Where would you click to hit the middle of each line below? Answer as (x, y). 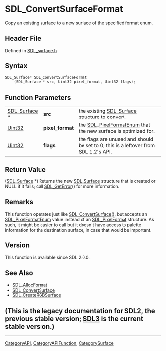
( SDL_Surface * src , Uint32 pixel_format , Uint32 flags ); (75, 82)
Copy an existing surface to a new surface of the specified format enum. (79, 23)
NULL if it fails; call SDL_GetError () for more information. (62, 186)
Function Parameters (38, 97)
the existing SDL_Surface (107, 111)
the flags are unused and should (116, 139)
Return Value (25, 169)
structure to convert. (102, 117)
